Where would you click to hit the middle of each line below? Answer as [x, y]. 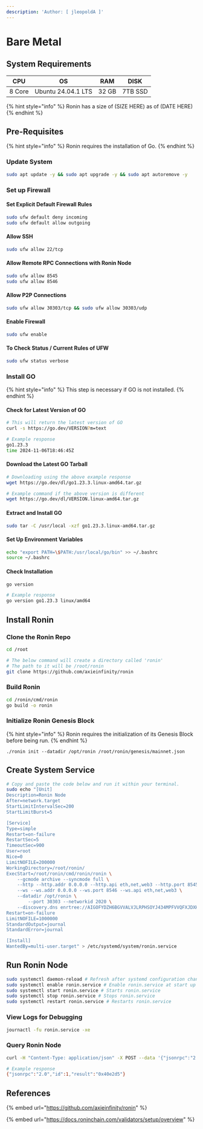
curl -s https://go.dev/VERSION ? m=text [56, 428]
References [28, 1093]
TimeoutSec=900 [25, 846]
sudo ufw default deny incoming [47, 217]
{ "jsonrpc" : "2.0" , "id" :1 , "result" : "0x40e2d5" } [66, 1075]
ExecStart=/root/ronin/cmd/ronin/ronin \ [59, 874]
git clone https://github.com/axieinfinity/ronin [70, 672]
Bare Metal [34, 41]
